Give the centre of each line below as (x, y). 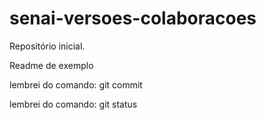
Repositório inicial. (47, 46)
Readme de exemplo (51, 65)
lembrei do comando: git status (73, 104)
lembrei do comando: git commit (76, 84)
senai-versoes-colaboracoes (133, 18)
